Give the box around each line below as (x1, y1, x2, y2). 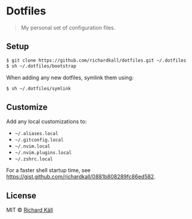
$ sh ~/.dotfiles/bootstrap (6, 63, 77, 69)
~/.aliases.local (14, 131, 59, 137)
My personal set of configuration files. (20, 24, 116, 31)
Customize (6, 102, 48, 112)
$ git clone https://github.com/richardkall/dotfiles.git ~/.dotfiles (6, 57, 187, 64)
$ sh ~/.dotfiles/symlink (6, 85, 71, 91)
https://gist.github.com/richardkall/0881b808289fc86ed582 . (6, 173, 156, 181)
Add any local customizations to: (6, 118, 87, 125)
